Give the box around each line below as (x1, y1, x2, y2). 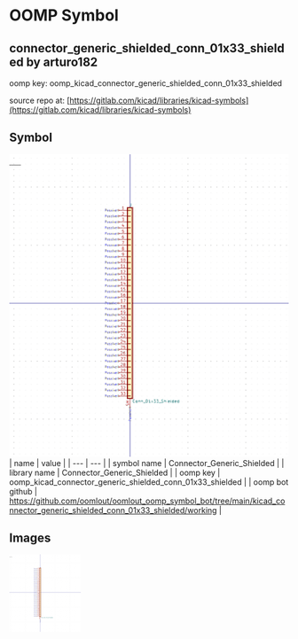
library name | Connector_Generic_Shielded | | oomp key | (9, 467, 221, 478)
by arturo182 (26, 54, 98, 69)
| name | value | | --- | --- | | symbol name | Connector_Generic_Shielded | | (9, 457, 285, 468)
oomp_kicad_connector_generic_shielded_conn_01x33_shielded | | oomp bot (9, 476, 289, 487)
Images (9, 531, 51, 546)
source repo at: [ (9, 95, 70, 105)
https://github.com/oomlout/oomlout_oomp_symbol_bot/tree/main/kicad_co (9, 495, 286, 506)
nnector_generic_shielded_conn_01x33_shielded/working (9, 504, 217, 515)
